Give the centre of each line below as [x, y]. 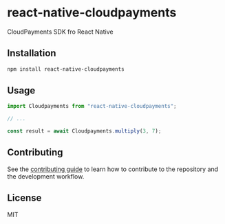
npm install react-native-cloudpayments [66, 69]
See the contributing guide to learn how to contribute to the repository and [113, 169]
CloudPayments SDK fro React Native [60, 32]
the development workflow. [46, 176]
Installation [32, 53]
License [24, 198]
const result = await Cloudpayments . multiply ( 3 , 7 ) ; [84, 131]
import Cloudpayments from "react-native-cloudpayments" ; [92, 107]
